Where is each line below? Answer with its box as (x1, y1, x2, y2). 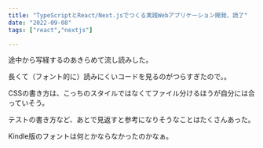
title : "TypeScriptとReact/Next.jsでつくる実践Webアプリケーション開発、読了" (8, 11, 248, 20)
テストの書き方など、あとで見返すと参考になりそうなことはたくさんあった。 (8, 115, 255, 125)
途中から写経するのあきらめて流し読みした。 (8, 56, 153, 65)
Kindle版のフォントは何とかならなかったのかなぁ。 (8, 132, 174, 141)
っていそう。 (8, 99, 49, 108)
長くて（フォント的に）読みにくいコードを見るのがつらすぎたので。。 (8, 72, 232, 81)
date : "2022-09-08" (8, 19, 72, 27)
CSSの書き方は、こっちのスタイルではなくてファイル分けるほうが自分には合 (8, 88, 255, 98)
